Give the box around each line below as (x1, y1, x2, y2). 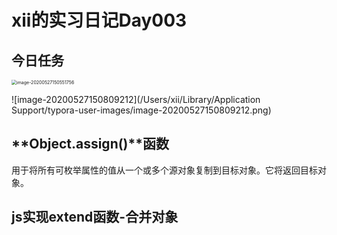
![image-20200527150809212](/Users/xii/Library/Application (11, 94, 261, 105)
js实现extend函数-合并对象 (11, 209, 179, 226)
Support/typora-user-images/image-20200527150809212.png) (11, 104, 272, 116)
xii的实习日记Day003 (11, 9, 188, 32)
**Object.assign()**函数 (11, 136, 170, 153)
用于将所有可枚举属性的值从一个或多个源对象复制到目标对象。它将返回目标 (11, 164, 318, 176)
